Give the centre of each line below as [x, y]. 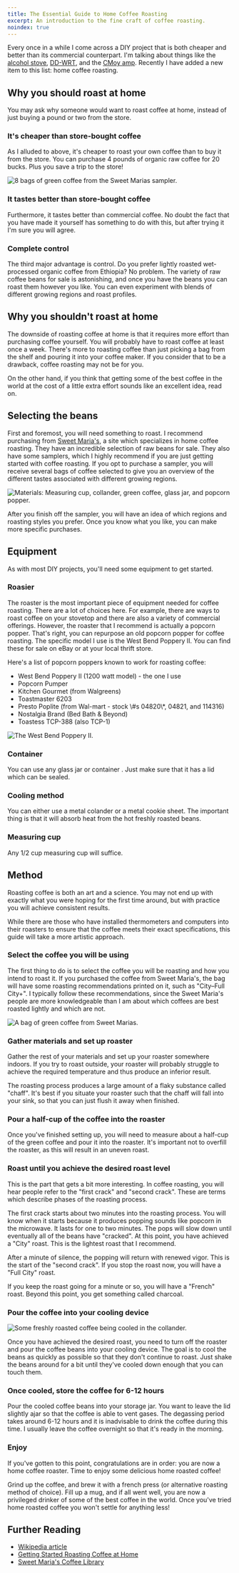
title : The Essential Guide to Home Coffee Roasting [87, 14]
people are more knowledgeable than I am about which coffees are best [113, 1001]
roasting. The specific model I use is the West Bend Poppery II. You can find [119, 641]
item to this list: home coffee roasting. [63, 70]
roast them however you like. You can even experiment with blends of [110, 287]
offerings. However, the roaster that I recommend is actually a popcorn [111, 625]
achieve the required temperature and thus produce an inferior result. [110, 1072]
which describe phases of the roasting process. [77, 1199]
